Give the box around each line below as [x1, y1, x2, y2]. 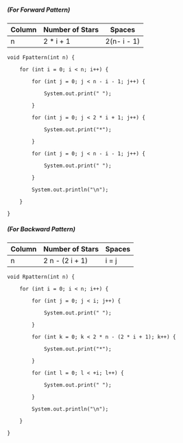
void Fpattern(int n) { [7, 54, 75, 61]
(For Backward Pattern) [7, 225, 75, 233]
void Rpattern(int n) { [7, 273, 75, 280]
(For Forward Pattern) [7, 5, 71, 14]
